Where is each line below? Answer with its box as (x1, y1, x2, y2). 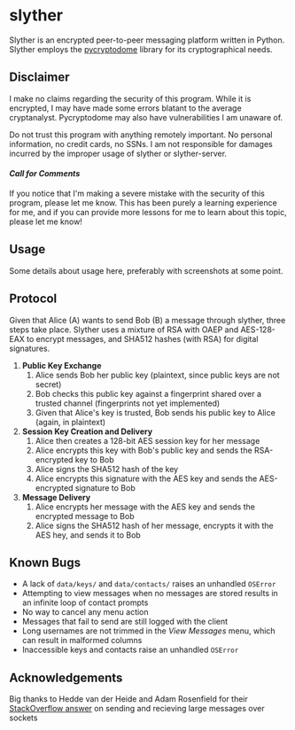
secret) (35, 378, 62, 390)
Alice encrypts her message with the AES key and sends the (35, 501, 255, 512)
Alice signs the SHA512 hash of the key (35, 463, 179, 474)
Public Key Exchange (21, 360, 102, 370)
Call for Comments (9, 168, 81, 179)
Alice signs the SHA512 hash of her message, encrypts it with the (35, 520, 274, 531)
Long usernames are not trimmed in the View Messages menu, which (21, 625, 276, 636)
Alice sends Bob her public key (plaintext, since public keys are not (35, 369, 281, 380)
